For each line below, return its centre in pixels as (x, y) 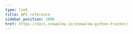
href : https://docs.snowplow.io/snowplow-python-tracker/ (67, 24)
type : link (16, 10)
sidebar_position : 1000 (30, 19)
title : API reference (28, 14)
